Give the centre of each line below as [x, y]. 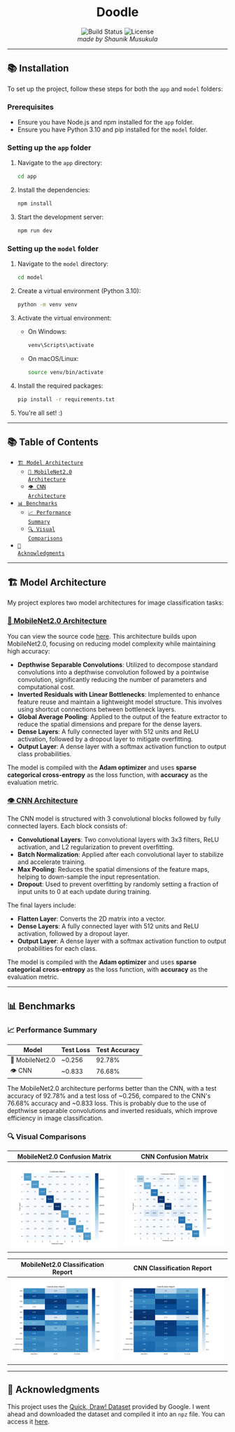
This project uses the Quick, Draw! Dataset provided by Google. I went [109, 1406]
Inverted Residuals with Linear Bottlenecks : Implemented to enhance [119, 694]
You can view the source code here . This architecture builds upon [102, 636]
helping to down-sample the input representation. [89, 877]
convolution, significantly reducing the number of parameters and [112, 679]
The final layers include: [42, 905]
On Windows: [47, 332]
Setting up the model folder [53, 248]
